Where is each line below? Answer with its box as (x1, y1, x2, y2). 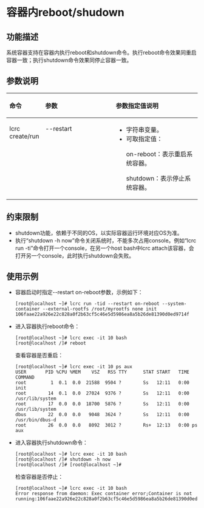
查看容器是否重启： (15, 352, 64, 359)
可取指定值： (126, 134, 163, 143)
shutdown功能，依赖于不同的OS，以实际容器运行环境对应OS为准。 (15, 229, 183, 236)
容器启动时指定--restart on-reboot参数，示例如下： (15, 289, 144, 296)
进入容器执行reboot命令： (15, 323, 80, 330)
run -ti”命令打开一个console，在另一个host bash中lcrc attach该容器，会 (15, 244, 194, 252)
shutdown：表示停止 (126, 174, 185, 182)
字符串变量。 (126, 125, 163, 134)
